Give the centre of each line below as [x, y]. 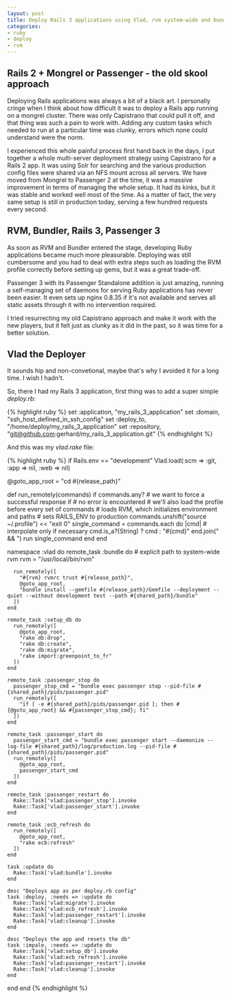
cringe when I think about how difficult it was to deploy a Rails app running [113, 108]
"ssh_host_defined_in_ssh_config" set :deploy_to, [77, 419]
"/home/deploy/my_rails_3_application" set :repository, [84, 427]
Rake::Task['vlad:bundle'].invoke [63, 873]
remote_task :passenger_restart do [58, 795]
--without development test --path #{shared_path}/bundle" [111, 596]
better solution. [29, 333]
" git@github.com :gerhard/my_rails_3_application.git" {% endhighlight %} [110, 434]
